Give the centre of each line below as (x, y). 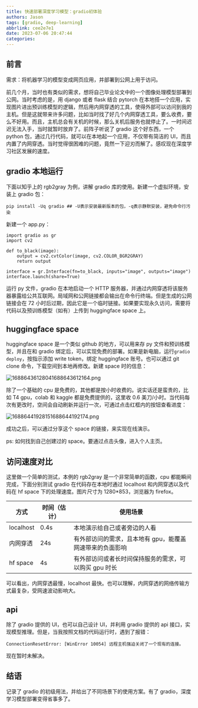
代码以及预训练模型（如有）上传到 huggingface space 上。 (77, 310)
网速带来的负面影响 (100, 548)
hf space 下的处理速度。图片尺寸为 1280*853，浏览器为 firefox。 (97, 492)
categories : (21, 39)
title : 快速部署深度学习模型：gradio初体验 (54, 11)
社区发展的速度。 (32, 151)
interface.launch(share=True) (43, 277)
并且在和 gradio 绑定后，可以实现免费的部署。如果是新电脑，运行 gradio (103, 352)
